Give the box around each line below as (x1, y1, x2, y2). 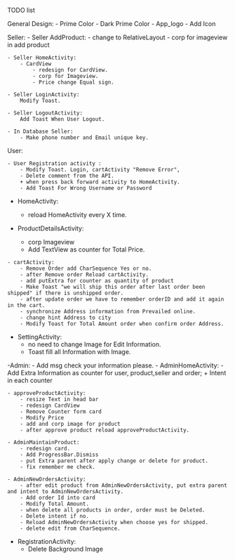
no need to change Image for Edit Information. (27, 340, 161, 349)
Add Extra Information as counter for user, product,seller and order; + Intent (7, 369, 227, 377)
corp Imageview (27, 238, 75, 246)
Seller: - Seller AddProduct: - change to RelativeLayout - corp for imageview (7, 33, 228, 41)
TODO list (7, 6, 35, 14)
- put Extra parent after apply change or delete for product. (20, 457, 209, 464)
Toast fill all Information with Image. (27, 348, 131, 356)
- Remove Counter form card (20, 408, 102, 415)
